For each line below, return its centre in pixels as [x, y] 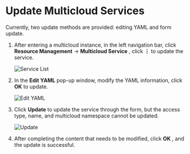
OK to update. [31, 86]
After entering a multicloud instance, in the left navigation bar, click [95, 45]
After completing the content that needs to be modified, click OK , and [99, 138]
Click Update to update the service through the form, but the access [97, 109]
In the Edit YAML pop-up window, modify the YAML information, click [98, 80]
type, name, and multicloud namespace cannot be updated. [86, 116]
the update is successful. [44, 145]
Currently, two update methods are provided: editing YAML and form [89, 27]
